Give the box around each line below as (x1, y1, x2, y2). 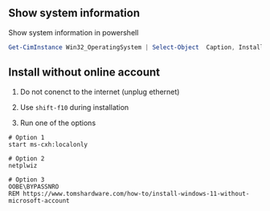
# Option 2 (8, 154, 45, 163)
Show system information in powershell (8, 27, 139, 37)
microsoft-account (8, 197, 70, 205)
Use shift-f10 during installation (19, 102, 129, 112)
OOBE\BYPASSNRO (8, 182, 59, 191)
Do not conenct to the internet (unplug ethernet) (19, 87, 180, 96)
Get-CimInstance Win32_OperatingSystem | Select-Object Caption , (8, 43, 235, 51)
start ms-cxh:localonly (8, 140, 88, 148)
